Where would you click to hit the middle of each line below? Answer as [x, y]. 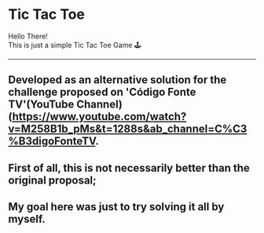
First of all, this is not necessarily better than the [129, 167]
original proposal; [52, 180]
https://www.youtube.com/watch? [99, 116]
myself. [27, 219]
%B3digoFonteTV [52, 142]
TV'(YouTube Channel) [66, 105]
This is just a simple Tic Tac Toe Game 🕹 [75, 45]
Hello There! [28, 36]
